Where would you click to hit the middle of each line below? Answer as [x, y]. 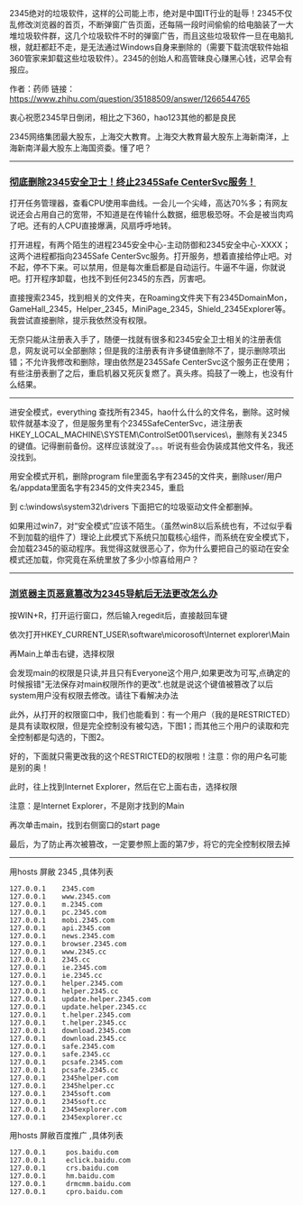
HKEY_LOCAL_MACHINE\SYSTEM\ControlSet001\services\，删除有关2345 [148, 434]
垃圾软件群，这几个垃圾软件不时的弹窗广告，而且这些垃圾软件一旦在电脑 [151, 36]
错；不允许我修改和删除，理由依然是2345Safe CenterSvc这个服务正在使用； [151, 362]
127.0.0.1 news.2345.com [62, 936]
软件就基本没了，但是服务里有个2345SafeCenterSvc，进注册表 [126, 424]
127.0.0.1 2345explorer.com [68, 1109]
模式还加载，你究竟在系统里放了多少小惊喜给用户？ [104, 560]
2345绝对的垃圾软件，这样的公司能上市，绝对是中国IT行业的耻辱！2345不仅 [151, 13]
